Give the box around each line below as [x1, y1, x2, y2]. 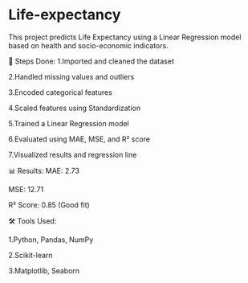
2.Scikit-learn [8, 250, 54, 260]
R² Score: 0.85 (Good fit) [8, 199, 90, 210]
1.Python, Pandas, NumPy [8, 235, 94, 244]
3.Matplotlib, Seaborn [8, 265, 80, 275]
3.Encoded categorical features [8, 87, 112, 97]
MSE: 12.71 [8, 184, 44, 194]
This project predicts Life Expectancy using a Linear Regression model [8, 32, 242, 42]
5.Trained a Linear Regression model [8, 118, 130, 128]
